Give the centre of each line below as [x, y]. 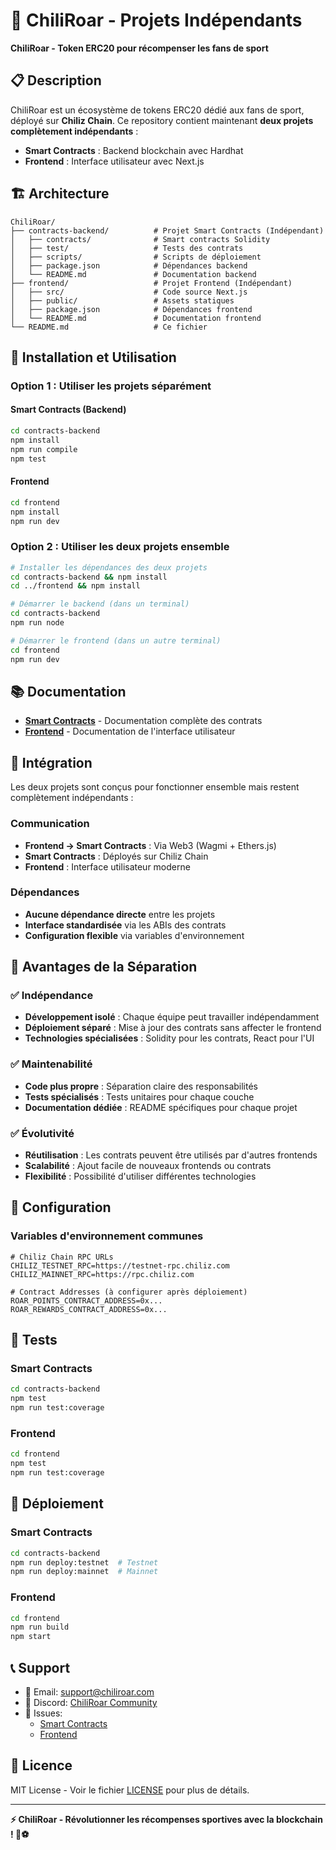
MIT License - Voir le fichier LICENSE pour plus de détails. [130, 1790]
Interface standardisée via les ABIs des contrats [125, 925]
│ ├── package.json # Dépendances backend [129, 265]
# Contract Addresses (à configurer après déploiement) [129, 1292]
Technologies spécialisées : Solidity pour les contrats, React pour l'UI [169, 1038]
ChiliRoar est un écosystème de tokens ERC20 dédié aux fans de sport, [157, 110]
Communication [50, 824]
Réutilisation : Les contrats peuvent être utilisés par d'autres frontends [171, 1155]
